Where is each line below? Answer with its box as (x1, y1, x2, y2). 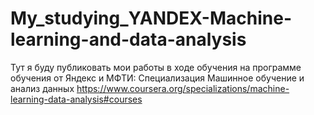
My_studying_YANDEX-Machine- (10, 7, 292, 30)
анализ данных (10, 82, 75, 94)
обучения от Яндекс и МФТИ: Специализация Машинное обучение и (10, 72, 305, 84)
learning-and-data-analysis (10, 28, 247, 51)
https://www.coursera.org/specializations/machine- (76, 82, 290, 94)
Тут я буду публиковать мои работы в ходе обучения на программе (10, 61, 302, 73)
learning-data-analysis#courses (10, 93, 143, 105)
